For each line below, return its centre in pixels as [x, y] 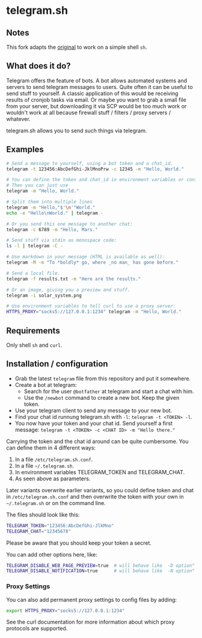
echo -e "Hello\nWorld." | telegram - [55, 213]
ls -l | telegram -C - [35, 246]
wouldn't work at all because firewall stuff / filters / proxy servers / [89, 113]
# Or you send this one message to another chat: [70, 224]
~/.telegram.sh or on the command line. [56, 503]
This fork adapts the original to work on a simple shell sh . [77, 47]
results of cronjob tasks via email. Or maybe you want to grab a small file [96, 99]
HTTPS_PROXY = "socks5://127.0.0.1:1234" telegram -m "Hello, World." [94, 312]
